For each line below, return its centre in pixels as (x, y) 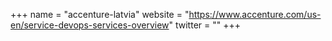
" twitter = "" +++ (204, 25)
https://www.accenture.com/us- (255, 14)
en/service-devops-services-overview (90, 25)
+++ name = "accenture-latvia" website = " (100, 14)
